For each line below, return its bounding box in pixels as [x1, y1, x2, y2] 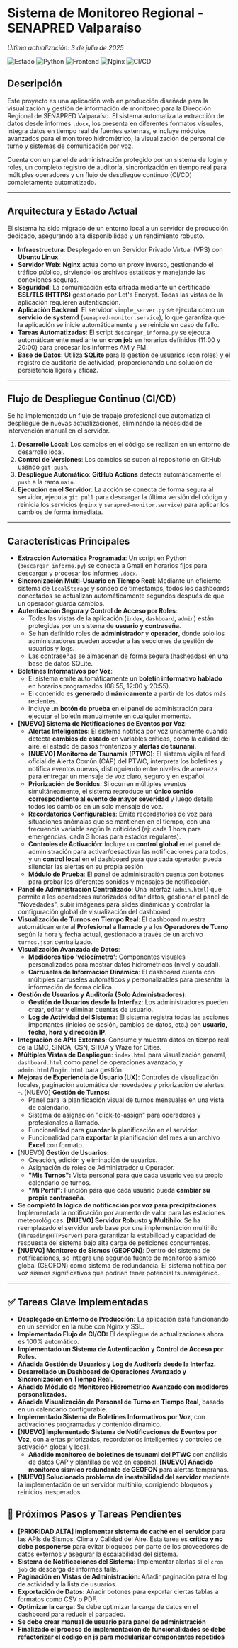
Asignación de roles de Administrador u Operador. [28, 1164, 175, 1172]
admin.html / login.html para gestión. [17, 1066, 124, 1074]
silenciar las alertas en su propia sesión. [28, 863, 145, 871]
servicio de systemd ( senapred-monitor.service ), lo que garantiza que [17, 313, 225, 322]
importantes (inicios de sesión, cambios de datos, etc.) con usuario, [28, 1021, 228, 1029]
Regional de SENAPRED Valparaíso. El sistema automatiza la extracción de [7, 111, 225, 120]
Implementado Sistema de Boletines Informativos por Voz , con [17, 1413, 205, 1421]
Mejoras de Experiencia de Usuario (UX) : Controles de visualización [17, 1073, 219, 1081]
